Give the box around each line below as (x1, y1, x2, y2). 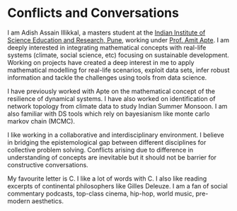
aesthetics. (31, 196, 64, 205)
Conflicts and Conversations (7, 5, 179, 21)
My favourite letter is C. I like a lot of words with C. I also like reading (7, 174, 207, 183)
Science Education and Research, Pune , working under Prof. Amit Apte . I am (7, 35, 230, 44)
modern (7, 196, 30, 205)
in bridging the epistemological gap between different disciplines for (7, 138, 207, 146)
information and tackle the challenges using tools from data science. (7, 73, 207, 82)
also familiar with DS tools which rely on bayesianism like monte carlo (7, 109, 210, 118)
